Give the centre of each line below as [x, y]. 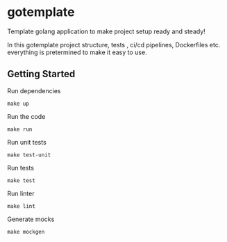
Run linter [21, 193]
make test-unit [29, 155]
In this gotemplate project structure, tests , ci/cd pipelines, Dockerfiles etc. [114, 45]
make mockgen [26, 232]
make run [20, 129]
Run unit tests [27, 142]
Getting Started [41, 74]
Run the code [26, 116]
